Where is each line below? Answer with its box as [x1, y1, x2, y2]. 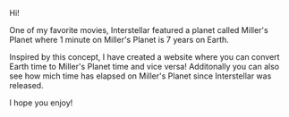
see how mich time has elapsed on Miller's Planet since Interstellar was [9, 71, 272, 81]
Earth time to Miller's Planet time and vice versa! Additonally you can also [9, 62, 280, 71]
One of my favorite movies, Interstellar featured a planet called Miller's [9, 25, 268, 35]
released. [9, 80, 44, 90]
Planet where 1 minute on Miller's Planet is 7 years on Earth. [9, 35, 230, 45]
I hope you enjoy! [9, 97, 73, 108]
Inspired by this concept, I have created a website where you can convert [9, 52, 280, 62]
